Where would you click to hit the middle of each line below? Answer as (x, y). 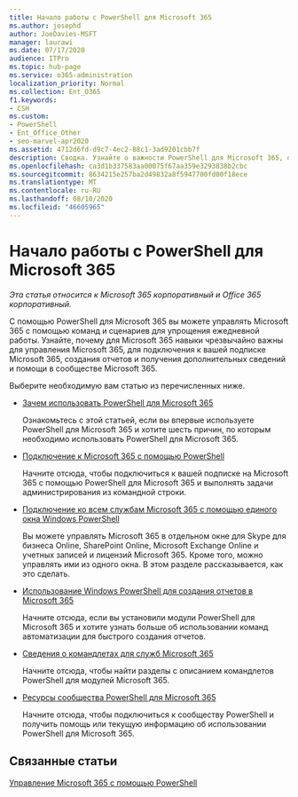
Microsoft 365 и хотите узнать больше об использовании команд (145, 627)
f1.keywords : (33, 100)
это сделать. (46, 573)
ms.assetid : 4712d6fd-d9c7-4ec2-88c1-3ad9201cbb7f (105, 149)
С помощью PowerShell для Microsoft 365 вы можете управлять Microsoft (149, 321)
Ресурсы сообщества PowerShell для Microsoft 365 (119, 697)
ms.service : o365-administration (71, 75)
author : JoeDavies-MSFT (53, 34)
